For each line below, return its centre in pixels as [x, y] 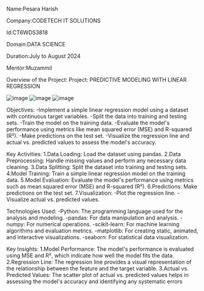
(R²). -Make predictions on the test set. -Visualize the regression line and [98, 136]
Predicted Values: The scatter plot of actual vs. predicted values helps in [97, 275]
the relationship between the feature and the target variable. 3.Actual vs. [97, 268]
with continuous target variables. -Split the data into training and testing [97, 116]
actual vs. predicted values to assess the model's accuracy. [82, 142]
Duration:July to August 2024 [43, 56]
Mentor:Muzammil [29, 68]
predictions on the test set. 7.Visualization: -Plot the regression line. [91, 193]
